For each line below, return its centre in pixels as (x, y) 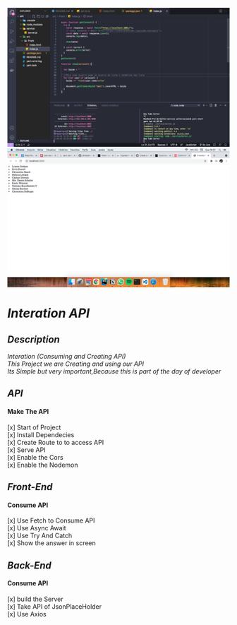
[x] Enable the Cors (35, 457)
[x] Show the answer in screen (52, 543)
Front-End (30, 487)
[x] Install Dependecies (41, 434)
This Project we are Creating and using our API (76, 364)
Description (34, 339)
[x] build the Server (35, 599)
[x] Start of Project (34, 427)
